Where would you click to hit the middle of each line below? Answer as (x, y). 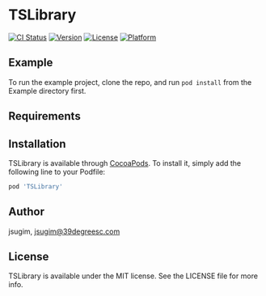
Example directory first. (47, 91)
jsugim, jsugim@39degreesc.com (64, 231)
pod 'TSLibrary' (36, 186)
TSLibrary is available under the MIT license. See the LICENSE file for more (133, 276)
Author (26, 212)
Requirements (44, 116)
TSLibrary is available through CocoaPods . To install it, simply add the (125, 163)
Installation (37, 144)
